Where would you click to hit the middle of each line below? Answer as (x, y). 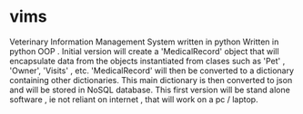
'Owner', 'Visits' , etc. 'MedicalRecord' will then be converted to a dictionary (151, 71)
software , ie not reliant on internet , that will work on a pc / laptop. (134, 99)
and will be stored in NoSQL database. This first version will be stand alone (150, 90)
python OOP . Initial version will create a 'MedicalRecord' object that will (144, 51)
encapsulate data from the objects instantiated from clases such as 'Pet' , (147, 61)
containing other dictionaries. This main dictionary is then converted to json (151, 80)
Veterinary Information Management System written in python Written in (144, 42)
